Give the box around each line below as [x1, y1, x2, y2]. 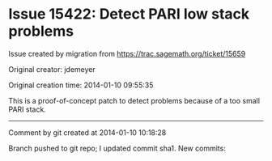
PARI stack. [8, 104, 46, 114]
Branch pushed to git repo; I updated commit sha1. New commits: [8, 143, 227, 153]
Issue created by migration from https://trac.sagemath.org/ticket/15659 [8, 49, 246, 58]
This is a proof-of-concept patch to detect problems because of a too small [8, 95, 261, 105]
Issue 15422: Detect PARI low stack [8, 5, 250, 23]
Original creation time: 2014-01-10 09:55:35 [8, 80, 154, 90]
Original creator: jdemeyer [8, 64, 96, 74]
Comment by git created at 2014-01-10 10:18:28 [8, 127, 167, 138]
